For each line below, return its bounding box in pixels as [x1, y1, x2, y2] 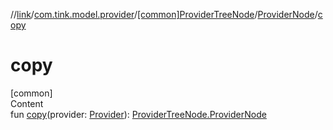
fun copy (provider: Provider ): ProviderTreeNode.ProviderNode [10, 108, 267, 120]
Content [10, 97, 44, 109]
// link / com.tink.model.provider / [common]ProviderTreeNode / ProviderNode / [10, 9, 318, 20]
